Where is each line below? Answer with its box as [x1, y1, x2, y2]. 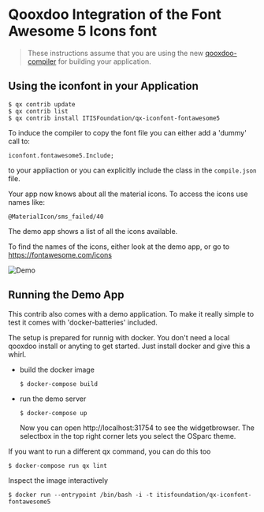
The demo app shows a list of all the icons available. [8, 226, 178, 236]
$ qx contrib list [8, 107, 69, 115]
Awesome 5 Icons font [8, 22, 158, 40]
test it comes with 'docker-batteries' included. [8, 317, 158, 327]
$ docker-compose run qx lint [8, 462, 108, 469]
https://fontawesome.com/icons [8, 250, 113, 259]
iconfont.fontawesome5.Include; [8, 151, 114, 159]
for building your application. [58, 57, 151, 66]
